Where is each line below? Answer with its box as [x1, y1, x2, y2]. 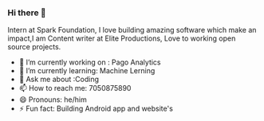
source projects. [7, 42, 61, 52]
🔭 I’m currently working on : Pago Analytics [18, 57, 161, 67]
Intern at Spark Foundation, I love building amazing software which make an [7, 25, 257, 35]
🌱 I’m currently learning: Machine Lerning [18, 66, 156, 76]
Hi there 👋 [7, 7, 47, 18]
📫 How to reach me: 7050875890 [18, 84, 132, 93]
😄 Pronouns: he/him [18, 95, 87, 104]
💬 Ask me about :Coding [18, 75, 100, 84]
